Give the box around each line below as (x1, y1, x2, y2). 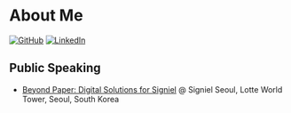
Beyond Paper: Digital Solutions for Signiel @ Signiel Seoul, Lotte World (21, 84, 283, 94)
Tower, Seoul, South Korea (21, 93, 120, 104)
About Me (9, 5, 83, 26)
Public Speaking (9, 61, 101, 76)
